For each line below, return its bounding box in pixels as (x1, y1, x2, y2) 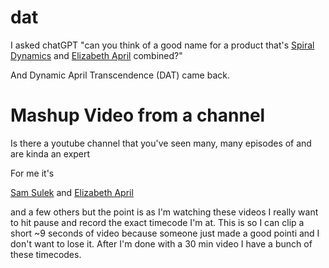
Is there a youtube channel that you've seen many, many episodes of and (10, 137, 312, 149)
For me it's (10, 167, 55, 179)
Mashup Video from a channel (10, 104, 266, 127)
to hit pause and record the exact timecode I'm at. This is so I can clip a (10, 216, 305, 228)
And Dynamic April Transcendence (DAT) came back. (10, 69, 230, 81)
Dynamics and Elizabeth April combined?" (10, 49, 183, 61)
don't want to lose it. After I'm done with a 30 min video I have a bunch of (10, 237, 313, 250)
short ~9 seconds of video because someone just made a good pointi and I (10, 227, 320, 239)
